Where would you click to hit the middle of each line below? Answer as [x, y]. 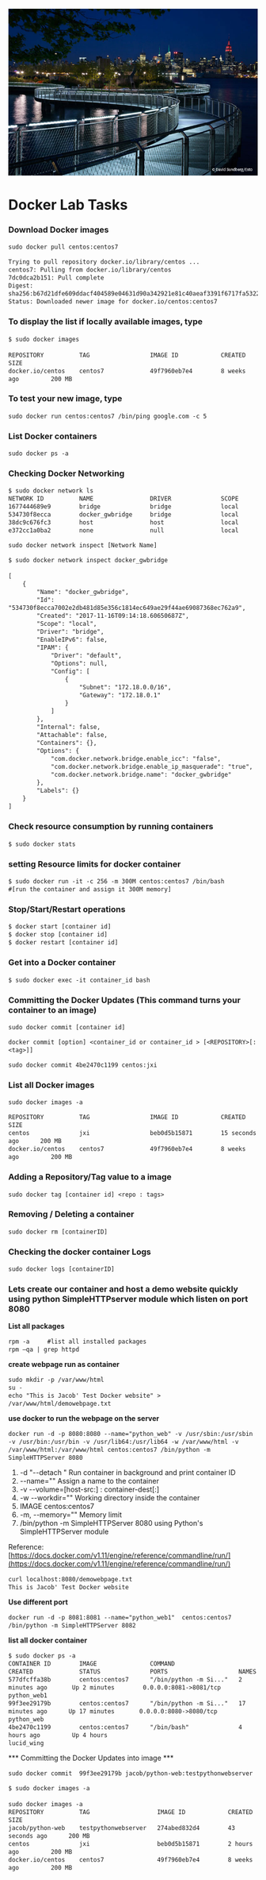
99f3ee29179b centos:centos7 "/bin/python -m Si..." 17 [127, 1704]
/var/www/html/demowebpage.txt [60, 1404]
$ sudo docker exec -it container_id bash [79, 980]
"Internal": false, [69, 728]
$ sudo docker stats [42, 844]
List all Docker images [51, 1085]
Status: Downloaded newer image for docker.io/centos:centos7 [113, 302]
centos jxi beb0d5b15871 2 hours [131, 1844]
